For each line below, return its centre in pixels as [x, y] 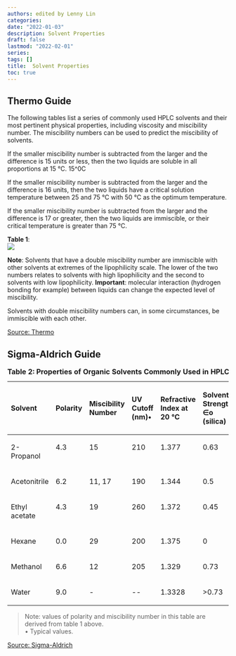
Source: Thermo [31, 332]
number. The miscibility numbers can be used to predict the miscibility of [113, 133]
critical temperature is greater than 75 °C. [67, 226]
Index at [174, 408]
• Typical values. [49, 631]
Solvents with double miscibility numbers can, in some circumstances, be [113, 311]
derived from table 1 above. [64, 624]
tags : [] [20, 60]
